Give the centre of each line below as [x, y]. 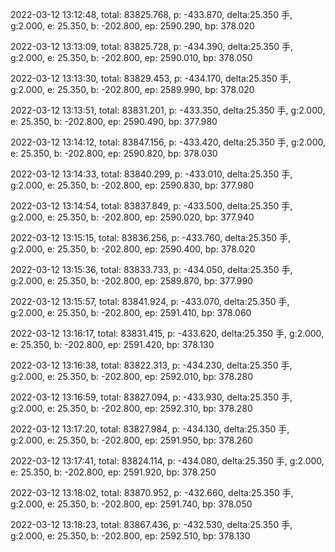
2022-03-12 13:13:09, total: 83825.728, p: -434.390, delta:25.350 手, [152, 46]
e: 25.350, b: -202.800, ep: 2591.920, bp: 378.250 [113, 472]
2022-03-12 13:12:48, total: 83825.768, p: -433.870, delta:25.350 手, [151, 14]
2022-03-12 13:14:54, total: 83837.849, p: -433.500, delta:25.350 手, [151, 206]
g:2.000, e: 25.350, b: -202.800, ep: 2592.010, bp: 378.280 [132, 376]
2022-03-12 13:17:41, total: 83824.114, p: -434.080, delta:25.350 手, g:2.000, [167, 461]
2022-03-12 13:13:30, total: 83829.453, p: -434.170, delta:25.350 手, [151, 78]
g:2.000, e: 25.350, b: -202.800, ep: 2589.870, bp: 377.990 [132, 281]
